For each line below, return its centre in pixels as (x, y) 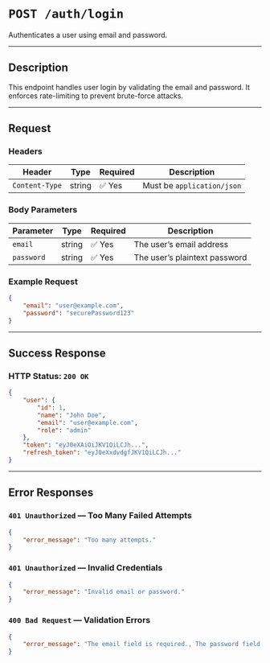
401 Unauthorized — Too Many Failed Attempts (100, 516)
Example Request (43, 282)
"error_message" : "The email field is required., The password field (142, 644)
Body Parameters (43, 210)
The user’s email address (181, 244)
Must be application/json (192, 186)
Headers (25, 151)
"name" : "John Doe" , (72, 415)
